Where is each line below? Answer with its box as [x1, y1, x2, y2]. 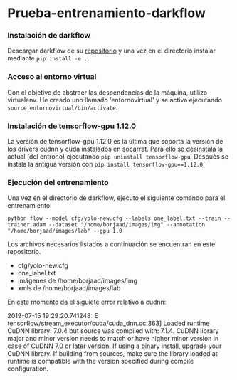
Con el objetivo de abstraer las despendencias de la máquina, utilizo [7, 88, 208, 97]
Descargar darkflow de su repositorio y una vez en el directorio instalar [7, 46, 216, 55]
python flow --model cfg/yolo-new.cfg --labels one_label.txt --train [7, 215, 221, 222]
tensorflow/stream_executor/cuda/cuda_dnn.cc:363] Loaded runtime [7, 319, 210, 328]
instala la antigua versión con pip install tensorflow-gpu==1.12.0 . [7, 160, 205, 169]
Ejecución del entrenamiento [7, 178, 109, 187]
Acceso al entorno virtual [7, 72, 97, 82]
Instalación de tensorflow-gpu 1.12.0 [7, 121, 137, 131]
